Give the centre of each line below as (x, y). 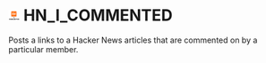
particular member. (43, 49)
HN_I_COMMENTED (98, 16)
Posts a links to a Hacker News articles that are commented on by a (133, 40)
